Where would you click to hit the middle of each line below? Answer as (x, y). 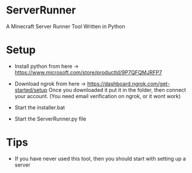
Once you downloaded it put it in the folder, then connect (117, 90)
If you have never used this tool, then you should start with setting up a (100, 158)
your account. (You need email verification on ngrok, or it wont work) (97, 96)
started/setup (31, 90)
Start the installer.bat (40, 107)
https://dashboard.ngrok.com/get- (128, 84)
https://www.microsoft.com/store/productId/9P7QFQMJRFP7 (88, 72)
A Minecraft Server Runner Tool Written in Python (66, 26)
